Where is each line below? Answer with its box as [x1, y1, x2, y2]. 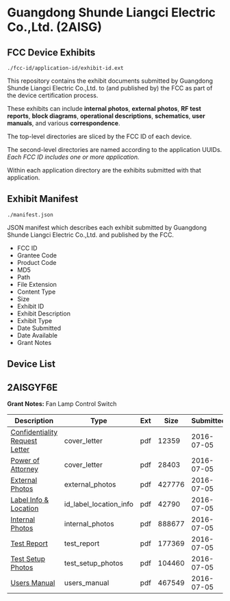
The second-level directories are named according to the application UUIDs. [7, 146, 222, 153]
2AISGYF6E [7, 381, 58, 393]
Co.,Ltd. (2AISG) [7, 19, 103, 35]
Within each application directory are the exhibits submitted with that [7, 166, 202, 174]
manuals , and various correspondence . [7, 119, 120, 127]
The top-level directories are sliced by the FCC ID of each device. [7, 132, 192, 140]
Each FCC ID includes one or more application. [7, 153, 140, 161]
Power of [10, 456, 40, 465]
